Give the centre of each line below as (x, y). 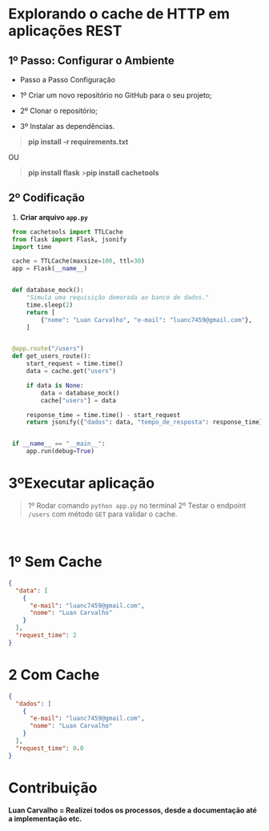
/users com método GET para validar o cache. (102, 514)
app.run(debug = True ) (60, 452)
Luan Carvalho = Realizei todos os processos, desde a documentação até (133, 810)
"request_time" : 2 (46, 636)
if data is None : (55, 385)
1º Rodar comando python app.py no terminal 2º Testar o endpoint (137, 506)
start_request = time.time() (75, 364)
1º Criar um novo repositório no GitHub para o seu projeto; (116, 95)
